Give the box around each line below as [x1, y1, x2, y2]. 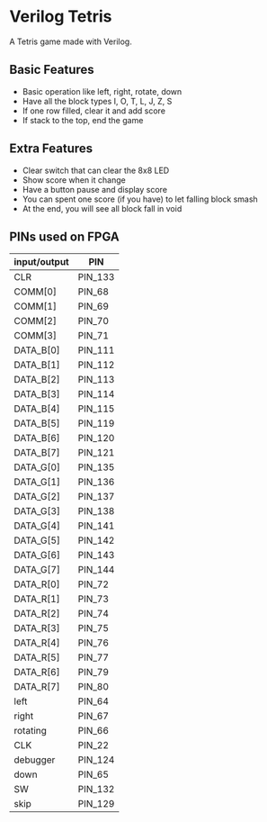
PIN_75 [77, 622, 110, 635]
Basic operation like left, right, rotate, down [22, 86, 182, 96]
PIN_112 [77, 358, 115, 371]
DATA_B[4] [13, 402, 60, 415]
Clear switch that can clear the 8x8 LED [22, 165, 170, 176]
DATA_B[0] [13, 344, 60, 357]
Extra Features [9, 141, 93, 157]
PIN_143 [77, 549, 115, 562]
